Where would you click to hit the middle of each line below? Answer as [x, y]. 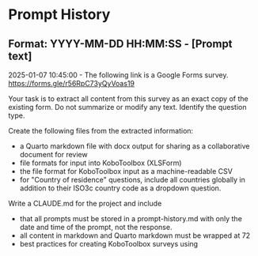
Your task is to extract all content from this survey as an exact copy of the [128, 99]
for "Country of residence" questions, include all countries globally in [132, 180]
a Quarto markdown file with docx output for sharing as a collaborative [135, 146]
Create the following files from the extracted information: [101, 131]
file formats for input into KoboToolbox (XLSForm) [101, 163]
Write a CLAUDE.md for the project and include [85, 203]
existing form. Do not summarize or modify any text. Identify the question [127, 107]
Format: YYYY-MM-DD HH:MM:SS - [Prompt [120, 44]
